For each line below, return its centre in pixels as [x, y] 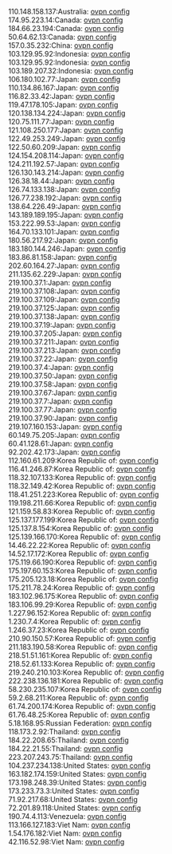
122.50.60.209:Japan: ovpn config [64, 147]
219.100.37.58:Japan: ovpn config [63, 384]
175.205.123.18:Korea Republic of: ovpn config [83, 579]
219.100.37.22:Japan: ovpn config [63, 359]
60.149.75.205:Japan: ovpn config [64, 435]
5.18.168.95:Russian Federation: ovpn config [80, 723]
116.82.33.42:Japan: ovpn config [62, 96]
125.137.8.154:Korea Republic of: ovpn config [81, 528]
